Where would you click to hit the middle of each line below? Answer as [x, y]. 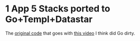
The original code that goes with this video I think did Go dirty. [70, 33]
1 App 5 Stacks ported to [58, 9]
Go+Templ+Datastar [49, 19]
